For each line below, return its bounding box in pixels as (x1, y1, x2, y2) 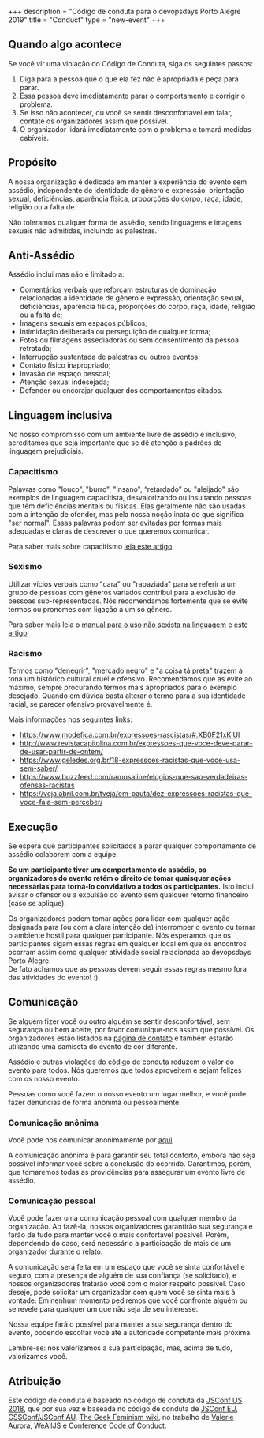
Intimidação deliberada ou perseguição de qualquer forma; (19, 327, 211, 337)
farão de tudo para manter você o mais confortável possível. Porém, (8, 1230, 229, 1240)
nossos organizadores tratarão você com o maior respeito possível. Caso (8, 1279, 246, 1289)
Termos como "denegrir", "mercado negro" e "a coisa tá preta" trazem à (8, 666, 243, 675)
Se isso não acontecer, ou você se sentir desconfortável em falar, (19, 108, 232, 117)
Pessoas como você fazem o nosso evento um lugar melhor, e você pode (8, 1089, 247, 1098)
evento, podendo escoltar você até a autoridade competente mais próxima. (8, 1328, 252, 1338)
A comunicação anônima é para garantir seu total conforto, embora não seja (8, 1150, 256, 1161)
